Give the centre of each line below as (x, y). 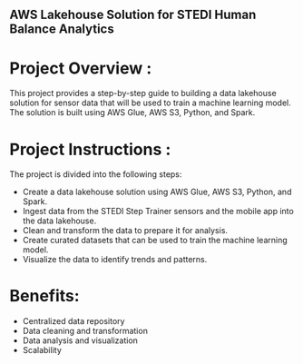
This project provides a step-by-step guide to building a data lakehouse (143, 93)
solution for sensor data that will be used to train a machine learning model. (151, 103)
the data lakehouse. (59, 221)
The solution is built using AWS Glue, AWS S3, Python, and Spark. (132, 113)
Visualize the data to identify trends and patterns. (115, 260)
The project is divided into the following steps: (96, 174)
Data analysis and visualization (80, 340)
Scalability (42, 350)
